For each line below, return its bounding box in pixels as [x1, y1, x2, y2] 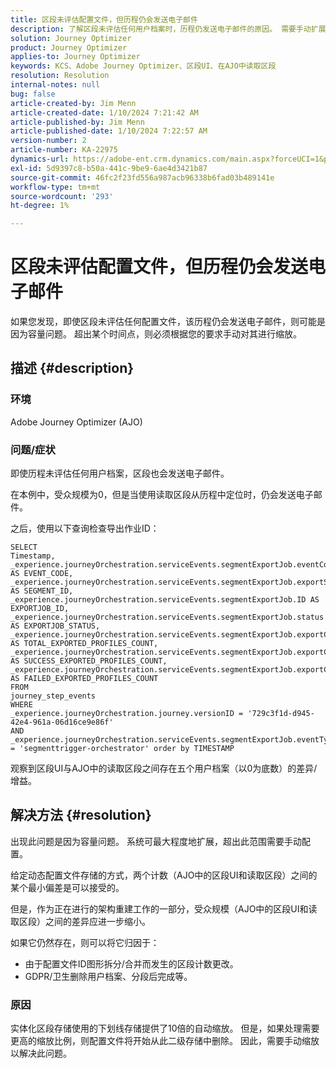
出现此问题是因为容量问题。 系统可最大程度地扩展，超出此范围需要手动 [10, 835, 302, 847]
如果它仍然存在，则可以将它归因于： [10, 936, 160, 948]
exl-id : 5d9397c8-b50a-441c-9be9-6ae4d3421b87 [10, 163, 208, 173]
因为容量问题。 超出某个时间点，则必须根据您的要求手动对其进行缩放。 [10, 328, 302, 340]
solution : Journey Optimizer [10, 33, 132, 43]
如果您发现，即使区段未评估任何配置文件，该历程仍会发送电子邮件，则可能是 [10, 316, 326, 328]
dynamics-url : [10, 154, 70, 164]
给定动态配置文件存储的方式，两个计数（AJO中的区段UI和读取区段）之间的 [10, 869, 318, 881]
